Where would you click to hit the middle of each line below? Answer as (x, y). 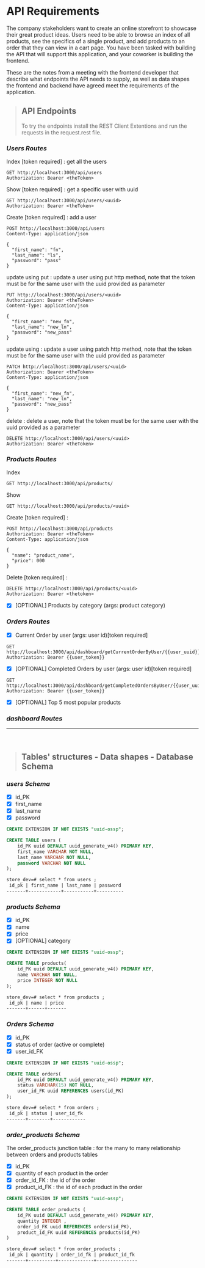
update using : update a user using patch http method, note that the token (99, 349)
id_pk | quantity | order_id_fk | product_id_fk (72, 1255)
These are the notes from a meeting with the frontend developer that (92, 72)
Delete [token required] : (37, 577)
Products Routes (31, 459)
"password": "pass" (37, 261)
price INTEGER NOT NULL (48, 980)
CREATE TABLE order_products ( (46, 1210)
